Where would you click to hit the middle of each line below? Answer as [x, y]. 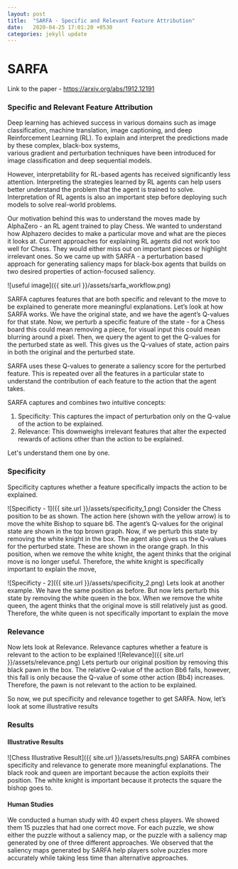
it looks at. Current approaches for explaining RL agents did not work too [114, 241]
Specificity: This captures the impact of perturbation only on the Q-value [124, 416]
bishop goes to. [30, 788]
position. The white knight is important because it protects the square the [115, 781]
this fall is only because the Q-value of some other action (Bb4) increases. [116, 677]
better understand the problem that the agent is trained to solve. [101, 190]
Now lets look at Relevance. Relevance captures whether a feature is [108, 647]
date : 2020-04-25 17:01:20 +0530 [60, 27]
